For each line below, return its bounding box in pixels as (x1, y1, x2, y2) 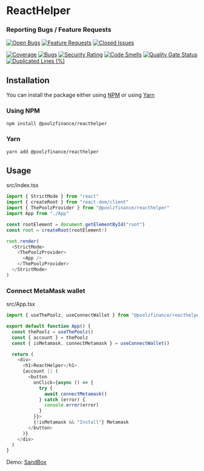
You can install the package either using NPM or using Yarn (6, 91, 155, 99)
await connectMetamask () (44, 391, 107, 397)
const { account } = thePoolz (12, 335, 88, 341)
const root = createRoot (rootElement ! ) (6, 227, 107, 233)
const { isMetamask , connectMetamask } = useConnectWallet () (12, 340, 170, 346)
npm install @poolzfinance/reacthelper (6, 120, 107, 127)
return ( (12, 351, 34, 357)
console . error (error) (44, 402, 99, 408)
